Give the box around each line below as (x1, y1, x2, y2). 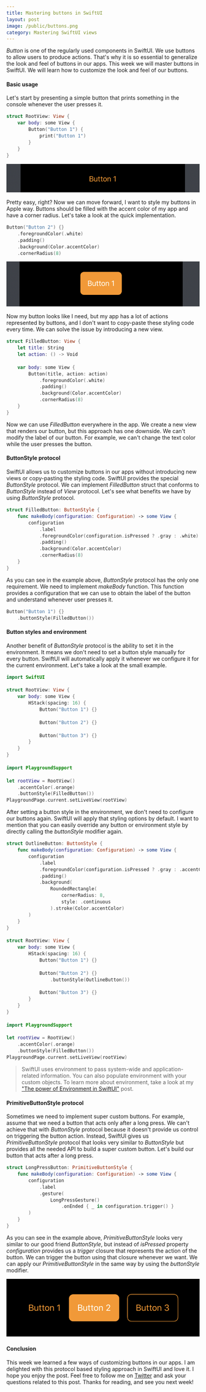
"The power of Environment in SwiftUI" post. (21, 1085, 134, 1092)
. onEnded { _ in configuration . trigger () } (61, 1203, 174, 1210)
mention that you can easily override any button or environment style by (6, 821, 189, 829)
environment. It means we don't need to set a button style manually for (6, 648, 185, 655)
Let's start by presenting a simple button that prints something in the (6, 94, 180, 101)
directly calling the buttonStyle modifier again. (6, 828, 123, 835)
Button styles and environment (6, 628, 87, 636)
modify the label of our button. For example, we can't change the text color (6, 434, 196, 441)
